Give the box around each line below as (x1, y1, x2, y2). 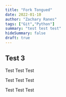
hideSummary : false (5, 31, 46, 36)
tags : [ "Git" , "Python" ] (5, 21, 55, 27)
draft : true (5, 36, 30, 41)
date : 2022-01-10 (5, 12, 41, 17)
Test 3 (5, 54, 25, 63)
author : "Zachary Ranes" (5, 17, 57, 22)
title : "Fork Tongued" (5, 7, 52, 13)
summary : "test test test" (5, 26, 61, 31)
